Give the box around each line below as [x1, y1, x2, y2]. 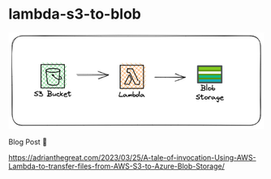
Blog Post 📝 [8, 137, 47, 147]
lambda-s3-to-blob [8, 5, 142, 23]
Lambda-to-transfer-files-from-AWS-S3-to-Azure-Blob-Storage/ [8, 161, 225, 171]
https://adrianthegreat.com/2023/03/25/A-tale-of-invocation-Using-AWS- [8, 152, 257, 162]
